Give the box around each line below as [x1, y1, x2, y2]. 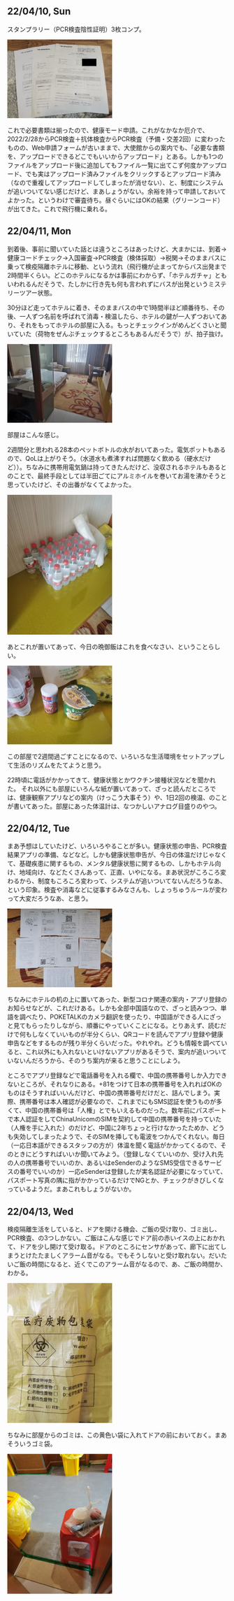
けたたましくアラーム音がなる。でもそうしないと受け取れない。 [25, 1251, 209, 1260]
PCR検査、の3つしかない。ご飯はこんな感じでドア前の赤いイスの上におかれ [7, 1234, 226, 1242]
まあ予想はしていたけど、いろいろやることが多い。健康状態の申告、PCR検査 [7, 842, 228, 850]
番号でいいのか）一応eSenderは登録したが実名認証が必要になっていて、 [19, 1168, 227, 1176]
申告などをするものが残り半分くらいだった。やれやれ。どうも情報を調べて [7, 1039, 221, 1047]
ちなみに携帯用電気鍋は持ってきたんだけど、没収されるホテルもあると [25, 463, 227, 471]
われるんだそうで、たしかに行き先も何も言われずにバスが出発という [13, 280, 209, 288]
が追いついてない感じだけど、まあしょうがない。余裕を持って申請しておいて [7, 187, 226, 195]
